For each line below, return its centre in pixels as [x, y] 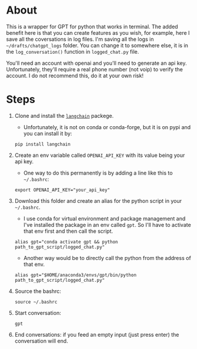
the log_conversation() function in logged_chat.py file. [73, 51]
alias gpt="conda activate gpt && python [66, 242]
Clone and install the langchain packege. [64, 116]
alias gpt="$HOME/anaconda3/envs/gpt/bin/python [75, 275]
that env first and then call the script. [68, 231]
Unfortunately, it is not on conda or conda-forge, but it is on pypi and [107, 127]
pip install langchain [42, 144]
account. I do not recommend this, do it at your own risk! [75, 75]
